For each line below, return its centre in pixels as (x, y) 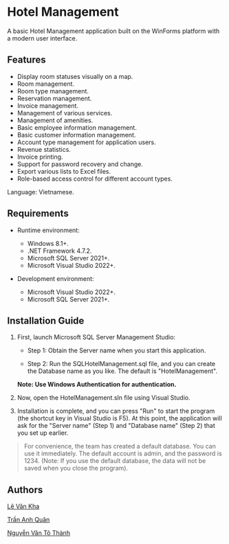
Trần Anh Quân (29, 520)
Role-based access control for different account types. (95, 179)
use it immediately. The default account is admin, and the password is (123, 453)
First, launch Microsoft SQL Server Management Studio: (96, 337)
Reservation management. (54, 98)
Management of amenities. (55, 120)
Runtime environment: (48, 230)
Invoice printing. (40, 157)
